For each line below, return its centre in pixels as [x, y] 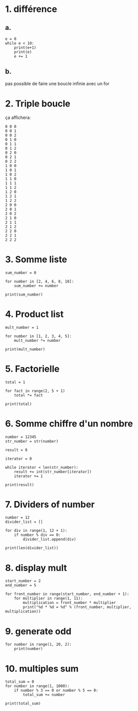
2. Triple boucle [38, 103]
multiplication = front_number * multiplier [69, 603]
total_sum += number [44, 695]
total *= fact [28, 395]
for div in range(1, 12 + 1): [36, 531]
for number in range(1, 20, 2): [38, 645]
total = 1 [15, 382]
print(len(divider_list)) [32, 548]
